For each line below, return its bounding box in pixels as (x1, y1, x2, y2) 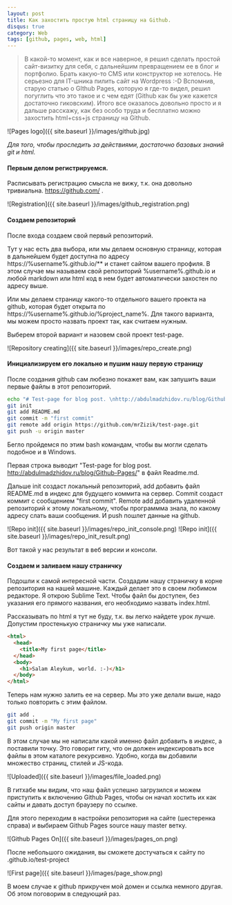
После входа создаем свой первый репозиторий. (7, 231, 153, 240)
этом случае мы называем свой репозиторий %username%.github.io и (7, 267, 216, 275)
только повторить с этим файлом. (7, 698, 108, 706)
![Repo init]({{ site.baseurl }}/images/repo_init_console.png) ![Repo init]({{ (7, 524, 217, 533)
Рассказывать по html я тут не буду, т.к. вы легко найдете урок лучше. (7, 612, 215, 620)
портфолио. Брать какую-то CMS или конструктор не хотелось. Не (23, 70, 222, 78)
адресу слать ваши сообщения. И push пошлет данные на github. (7, 511, 200, 519)
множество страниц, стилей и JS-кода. (7, 759, 124, 767)
